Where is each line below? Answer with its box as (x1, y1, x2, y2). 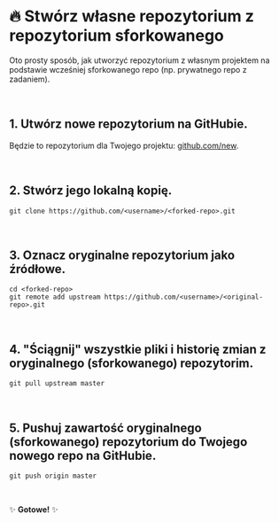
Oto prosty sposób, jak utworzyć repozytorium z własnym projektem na (9, 55, 270, 66)
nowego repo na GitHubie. (9, 448, 157, 463)
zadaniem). (9, 74, 50, 84)
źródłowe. (9, 261, 66, 277)
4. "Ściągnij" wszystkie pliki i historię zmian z (9, 341, 267, 356)
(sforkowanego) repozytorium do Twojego (9, 434, 248, 449)
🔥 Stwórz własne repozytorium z (9, 6, 255, 27)
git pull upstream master (9, 379, 105, 388)
